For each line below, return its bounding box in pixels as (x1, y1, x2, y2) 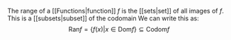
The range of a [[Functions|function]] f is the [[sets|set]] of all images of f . (7, 7, 225, 15)
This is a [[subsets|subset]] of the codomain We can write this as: (7, 14, 200, 22)
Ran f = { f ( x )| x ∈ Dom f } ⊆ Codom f (68, 25, 170, 33)
